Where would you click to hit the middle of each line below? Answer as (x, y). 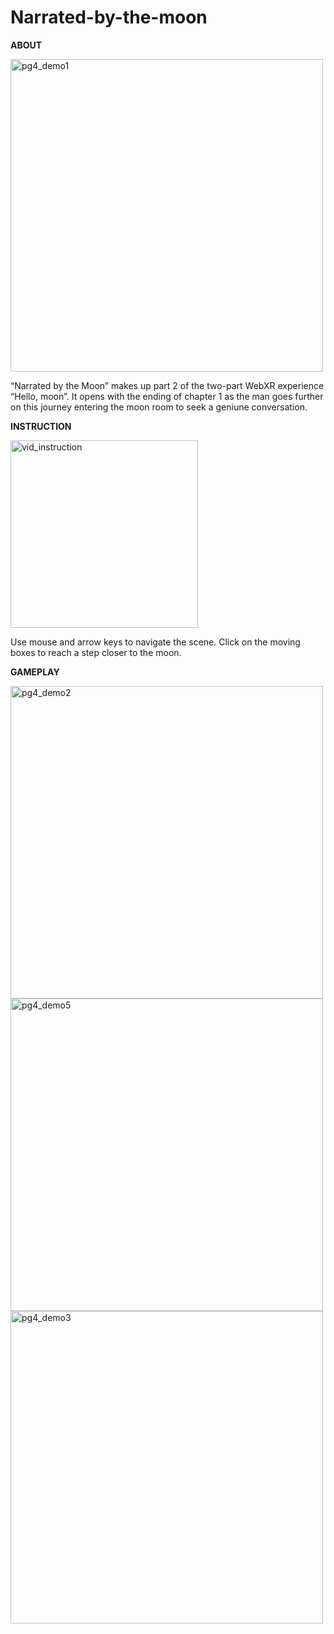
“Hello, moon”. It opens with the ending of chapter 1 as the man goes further (167, 396)
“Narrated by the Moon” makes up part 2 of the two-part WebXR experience (167, 385)
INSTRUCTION (41, 426)
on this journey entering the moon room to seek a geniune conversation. (159, 407)
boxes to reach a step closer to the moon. (96, 652)
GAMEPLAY (35, 672)
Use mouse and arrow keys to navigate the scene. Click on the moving (155, 642)
